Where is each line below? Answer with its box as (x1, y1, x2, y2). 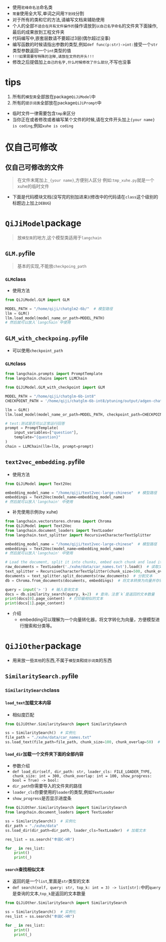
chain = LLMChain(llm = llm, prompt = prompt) (5, 444, 94, 449)
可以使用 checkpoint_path (12, 348, 63, 354)
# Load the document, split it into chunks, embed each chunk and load (5, 560, 156, 565)
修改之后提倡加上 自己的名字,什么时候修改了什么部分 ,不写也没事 (12, 59, 131, 65)
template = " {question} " (14, 435, 61, 440)
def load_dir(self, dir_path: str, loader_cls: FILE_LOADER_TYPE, (12, 769, 152, 774)
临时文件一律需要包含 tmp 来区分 (12, 110, 76, 116)
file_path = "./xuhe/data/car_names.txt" (5, 735, 92, 740)
